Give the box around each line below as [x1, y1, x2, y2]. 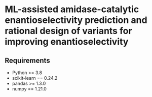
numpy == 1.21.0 [12, 86, 47, 92]
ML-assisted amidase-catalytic [5, 4, 139, 15]
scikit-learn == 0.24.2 [12, 75, 58, 81]
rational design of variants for [5, 25, 132, 37]
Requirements [5, 56, 50, 64]
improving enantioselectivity [5, 36, 129, 48]
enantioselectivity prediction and [5, 14, 147, 26]
